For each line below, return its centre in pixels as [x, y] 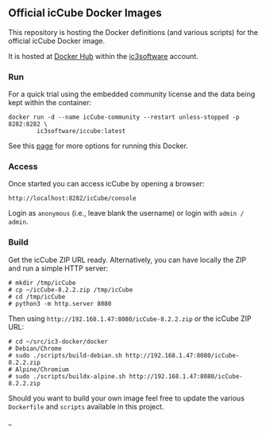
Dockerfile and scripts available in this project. [86, 406]
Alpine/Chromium [42, 369]
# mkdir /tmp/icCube [42, 283]
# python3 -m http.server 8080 [60, 303]
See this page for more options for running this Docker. [98, 146]
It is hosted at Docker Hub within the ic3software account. [103, 56]
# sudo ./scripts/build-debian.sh [66, 355]
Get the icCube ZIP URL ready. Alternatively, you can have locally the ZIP [127, 260]
